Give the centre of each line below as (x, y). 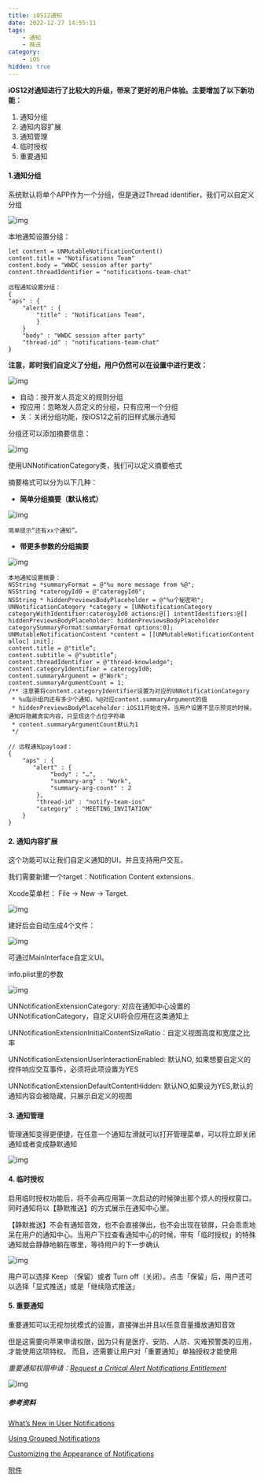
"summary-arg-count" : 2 (91, 788)
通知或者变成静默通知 (42, 1144)
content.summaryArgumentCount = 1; (66, 682)
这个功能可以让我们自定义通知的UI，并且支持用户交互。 (98, 860)
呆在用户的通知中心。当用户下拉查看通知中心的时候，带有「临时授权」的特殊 (132, 1235)
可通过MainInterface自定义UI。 (58, 957)
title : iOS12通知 (35, 15)
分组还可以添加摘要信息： (49, 433)
